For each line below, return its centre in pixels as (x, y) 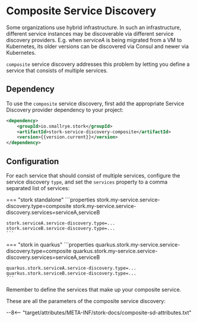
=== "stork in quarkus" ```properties (50, 244)
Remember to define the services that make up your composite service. (94, 289)
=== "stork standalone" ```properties (51, 200)
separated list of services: (38, 188)
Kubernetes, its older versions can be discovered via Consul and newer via (97, 46)
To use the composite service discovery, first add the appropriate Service (95, 103)
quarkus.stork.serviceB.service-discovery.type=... (71, 273)
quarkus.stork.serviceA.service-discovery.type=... (71, 268)
